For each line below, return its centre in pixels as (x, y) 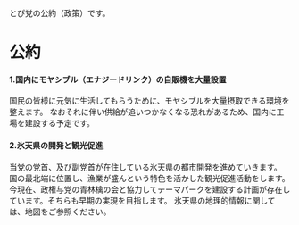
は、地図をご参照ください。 (60, 212)
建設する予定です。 (60, 123)
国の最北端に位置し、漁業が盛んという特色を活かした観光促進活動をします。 (149, 178)
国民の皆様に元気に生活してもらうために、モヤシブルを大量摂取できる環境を (149, 101)
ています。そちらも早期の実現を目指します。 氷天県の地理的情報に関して (142, 200)
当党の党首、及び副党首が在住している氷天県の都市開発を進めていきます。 (146, 167)
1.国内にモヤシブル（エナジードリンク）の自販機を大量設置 (118, 79)
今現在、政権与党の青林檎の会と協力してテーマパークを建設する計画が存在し (150, 189)
